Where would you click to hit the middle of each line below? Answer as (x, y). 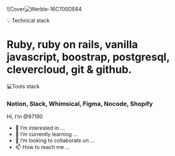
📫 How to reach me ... (42, 147)
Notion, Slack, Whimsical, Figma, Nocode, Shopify (80, 104)
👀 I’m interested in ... (40, 128)
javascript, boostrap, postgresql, (88, 57)
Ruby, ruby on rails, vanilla (73, 45)
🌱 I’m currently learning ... (46, 134)
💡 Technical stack (28, 20)
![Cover (16, 9)
